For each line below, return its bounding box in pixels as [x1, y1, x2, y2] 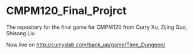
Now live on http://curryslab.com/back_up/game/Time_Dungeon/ [6, 41, 166, 48]
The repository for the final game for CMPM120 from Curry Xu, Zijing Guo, [6, 23, 188, 31]
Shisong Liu [6, 29, 35, 36]
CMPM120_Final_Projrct [6, 4, 126, 18]
